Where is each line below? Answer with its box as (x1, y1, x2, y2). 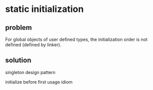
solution (5, 56, 32, 65)
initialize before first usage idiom (5, 79, 73, 85)
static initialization (5, 3, 84, 15)
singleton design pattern (5, 69, 56, 75)
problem (5, 23, 32, 32)
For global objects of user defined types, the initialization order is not (5, 36, 148, 42)
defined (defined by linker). (5, 42, 62, 48)
